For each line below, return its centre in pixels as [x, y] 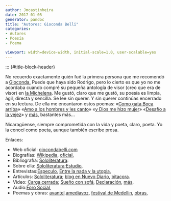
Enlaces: [14, 139]
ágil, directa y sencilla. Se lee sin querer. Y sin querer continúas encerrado [83, 98]
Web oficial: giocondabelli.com [45, 149]
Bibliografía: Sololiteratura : [41, 160]
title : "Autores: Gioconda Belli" [42, 24]
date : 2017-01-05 [24, 15]
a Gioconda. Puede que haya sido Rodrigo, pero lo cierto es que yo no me [83, 82]
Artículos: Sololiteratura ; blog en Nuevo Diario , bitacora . [71, 177]
